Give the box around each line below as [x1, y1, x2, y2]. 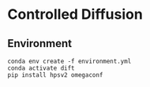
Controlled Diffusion [7, 5, 143, 24]
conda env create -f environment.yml [7, 57, 132, 65]
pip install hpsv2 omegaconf [7, 71, 103, 79]
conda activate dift [7, 64, 76, 72]
